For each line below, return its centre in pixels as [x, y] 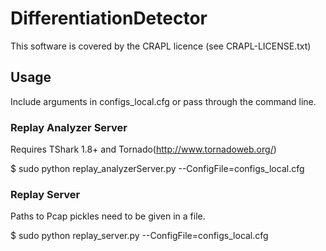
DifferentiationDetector [109, 18]
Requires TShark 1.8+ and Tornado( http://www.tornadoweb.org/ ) [143, 149]
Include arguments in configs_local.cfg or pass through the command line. [163, 101]
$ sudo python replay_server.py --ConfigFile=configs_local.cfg [139, 236]
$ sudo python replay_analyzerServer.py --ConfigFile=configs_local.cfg [157, 169]
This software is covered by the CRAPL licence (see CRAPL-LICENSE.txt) [161, 46]
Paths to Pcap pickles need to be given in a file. [108, 216]
